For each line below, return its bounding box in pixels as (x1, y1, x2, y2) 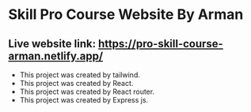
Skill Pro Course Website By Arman (8, 6, 244, 24)
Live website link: (8, 37, 97, 50)
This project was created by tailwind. (19, 70, 140, 80)
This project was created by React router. (19, 87, 155, 96)
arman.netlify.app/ (8, 49, 104, 62)
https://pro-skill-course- (97, 37, 223, 50)
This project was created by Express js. (19, 95, 149, 104)
